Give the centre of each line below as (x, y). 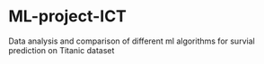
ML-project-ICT (68, 16)
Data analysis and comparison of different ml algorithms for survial (132, 41)
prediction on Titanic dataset (62, 50)
